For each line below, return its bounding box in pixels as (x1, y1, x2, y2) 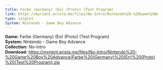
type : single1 (5, 16, 34, 21)
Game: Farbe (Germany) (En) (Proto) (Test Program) (5, 34, 110, 40)
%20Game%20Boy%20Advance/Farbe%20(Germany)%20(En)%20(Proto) (5, 54, 155, 60)
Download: (5, 49, 28, 55)
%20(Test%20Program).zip (5, 59, 60, 65)
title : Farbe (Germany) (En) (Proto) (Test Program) (5, 7, 114, 12)
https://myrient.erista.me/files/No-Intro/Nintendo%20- (28, 49, 137, 55)
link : (5, 12, 16, 16)
